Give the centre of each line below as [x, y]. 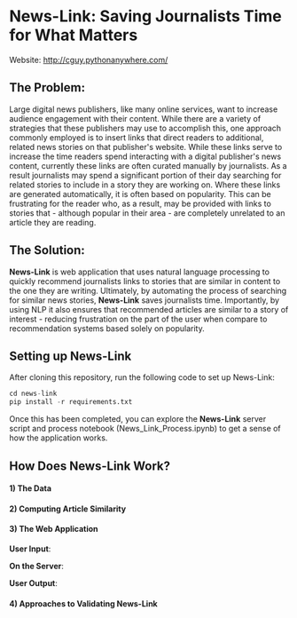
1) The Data [30, 488]
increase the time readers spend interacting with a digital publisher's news [145, 156]
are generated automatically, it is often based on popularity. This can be [141, 194]
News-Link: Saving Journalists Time [145, 16]
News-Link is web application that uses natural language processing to [140, 272]
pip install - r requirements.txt [71, 402]
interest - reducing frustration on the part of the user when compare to [138, 319]
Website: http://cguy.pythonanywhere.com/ [89, 59]
